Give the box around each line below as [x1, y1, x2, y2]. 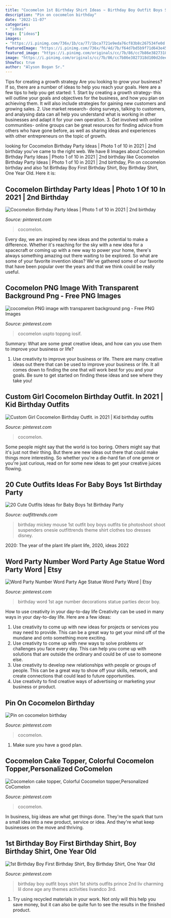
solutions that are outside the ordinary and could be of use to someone [12, 651, 162, 658]
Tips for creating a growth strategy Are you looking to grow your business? [5, 79, 163, 85]
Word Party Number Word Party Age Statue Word [5, 557, 165, 566]
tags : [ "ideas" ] [5, 31, 40, 36]
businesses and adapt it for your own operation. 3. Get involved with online [5, 117, 162, 123]
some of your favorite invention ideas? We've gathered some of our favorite [5, 258, 164, 264]
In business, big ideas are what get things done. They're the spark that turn [5, 813, 163, 819]
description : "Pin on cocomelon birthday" [5, 12, 97, 17]
